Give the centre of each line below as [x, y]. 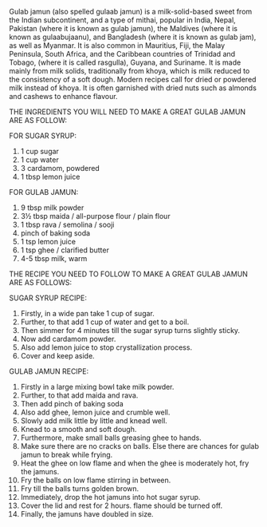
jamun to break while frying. [67, 455]
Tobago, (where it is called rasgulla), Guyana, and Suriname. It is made [125, 62]
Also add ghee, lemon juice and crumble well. [95, 412]
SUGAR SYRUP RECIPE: [48, 298]
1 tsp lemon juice [48, 242]
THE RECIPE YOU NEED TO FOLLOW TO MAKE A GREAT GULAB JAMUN [128, 274]
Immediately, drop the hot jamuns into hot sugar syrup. [110, 497]
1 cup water [39, 160]
